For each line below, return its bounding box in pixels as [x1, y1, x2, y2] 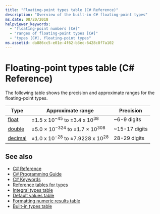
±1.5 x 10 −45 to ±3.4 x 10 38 [31, 115, 99, 124]
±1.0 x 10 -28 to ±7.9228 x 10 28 [31, 134, 109, 142]
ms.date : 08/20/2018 [5, 17, 49, 22]
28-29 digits [113, 135, 145, 142]
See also [5, 152, 33, 161]
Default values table [12, 193, 55, 199]
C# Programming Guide [12, 171, 62, 177]
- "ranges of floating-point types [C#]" [10, 31, 98, 36]
